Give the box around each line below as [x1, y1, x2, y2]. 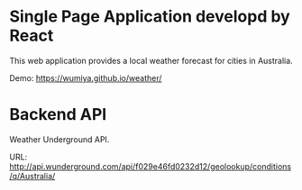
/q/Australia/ [9, 170, 56, 181]
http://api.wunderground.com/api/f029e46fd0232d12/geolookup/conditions [9, 160, 291, 172]
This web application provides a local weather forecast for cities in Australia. [9, 55, 293, 66]
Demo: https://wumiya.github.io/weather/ [9, 72, 162, 83]
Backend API [9, 104, 107, 125]
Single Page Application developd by [9, 6, 290, 27]
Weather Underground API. [9, 133, 110, 145]
